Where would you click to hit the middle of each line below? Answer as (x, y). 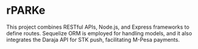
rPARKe (26, 10)
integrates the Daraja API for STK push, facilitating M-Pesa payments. (93, 39)
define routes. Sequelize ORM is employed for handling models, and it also (99, 33)
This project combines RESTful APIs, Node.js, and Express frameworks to (98, 27)
